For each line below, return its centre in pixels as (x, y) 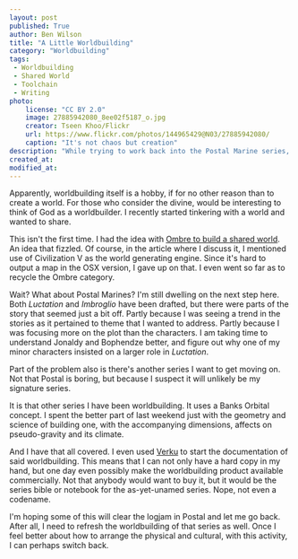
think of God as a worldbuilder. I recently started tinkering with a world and (147, 213)
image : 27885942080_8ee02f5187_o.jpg (96, 118)
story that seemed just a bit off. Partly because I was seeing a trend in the (145, 314)
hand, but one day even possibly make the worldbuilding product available (146, 471)
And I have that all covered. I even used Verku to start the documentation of (149, 452)
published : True (39, 26)
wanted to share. (40, 222)
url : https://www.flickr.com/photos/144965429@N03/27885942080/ (148, 135)
